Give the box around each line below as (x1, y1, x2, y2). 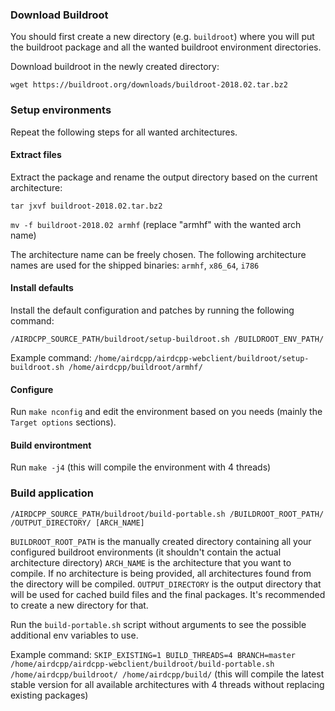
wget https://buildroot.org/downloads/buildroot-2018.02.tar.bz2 (10, 80, 288, 90)
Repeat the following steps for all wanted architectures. (10, 126, 238, 138)
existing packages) (10, 689, 89, 701)
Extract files (10, 149, 62, 161)
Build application (10, 486, 94, 500)
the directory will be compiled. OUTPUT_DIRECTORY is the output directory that (10, 578, 322, 590)
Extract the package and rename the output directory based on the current (10, 171, 318, 183)
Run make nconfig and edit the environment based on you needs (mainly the (10, 406, 323, 418)
